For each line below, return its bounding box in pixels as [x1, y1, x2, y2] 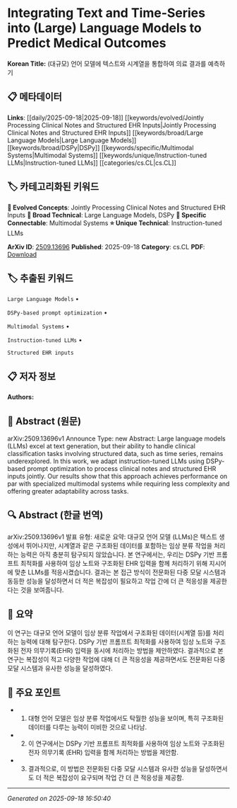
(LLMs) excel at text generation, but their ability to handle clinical [7, 442, 196, 450]
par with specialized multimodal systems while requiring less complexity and [7, 479, 230, 488]
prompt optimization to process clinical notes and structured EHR [27, 465, 217, 472]
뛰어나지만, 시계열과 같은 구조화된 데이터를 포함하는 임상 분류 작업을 [25, 541, 213, 550]
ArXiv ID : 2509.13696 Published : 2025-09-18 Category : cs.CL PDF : [7, 242, 205, 251]
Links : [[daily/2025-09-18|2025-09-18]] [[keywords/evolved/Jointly [7, 113, 205, 122]
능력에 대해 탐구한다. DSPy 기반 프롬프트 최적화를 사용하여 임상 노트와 [20, 637, 213, 646]
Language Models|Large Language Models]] [7, 136, 137, 144]
